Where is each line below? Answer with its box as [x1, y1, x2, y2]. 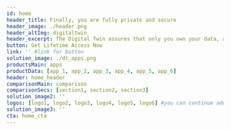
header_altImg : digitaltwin [6, 29, 88, 36]
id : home [6, 10, 32, 17]
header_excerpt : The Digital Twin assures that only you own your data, [6, 36, 220, 43]
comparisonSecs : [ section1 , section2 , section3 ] [6, 87, 149, 94]
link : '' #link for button [6, 49, 84, 56]
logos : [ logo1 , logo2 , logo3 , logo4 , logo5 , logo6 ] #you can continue [6, 100, 214, 107]
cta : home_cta [6, 112, 48, 119]
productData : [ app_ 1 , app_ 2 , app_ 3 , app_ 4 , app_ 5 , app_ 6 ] [6, 67, 177, 74]
